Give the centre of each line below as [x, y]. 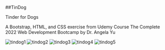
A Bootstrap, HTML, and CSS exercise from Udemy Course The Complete [83, 27]
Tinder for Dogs [22, 17]
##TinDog [16, 7]
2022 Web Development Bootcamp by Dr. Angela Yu [61, 32]
